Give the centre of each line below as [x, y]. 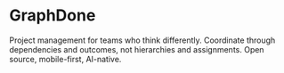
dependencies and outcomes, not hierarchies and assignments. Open [137, 49]
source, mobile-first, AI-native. [65, 59]
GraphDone [53, 16]
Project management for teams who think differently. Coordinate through [142, 40]
